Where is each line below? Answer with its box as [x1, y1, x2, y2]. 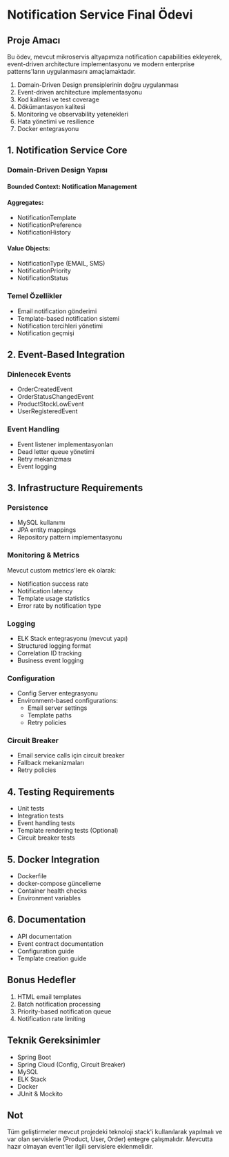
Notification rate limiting [17, 1014, 86, 1022]
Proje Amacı [7, 34, 61, 46]
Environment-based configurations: [17, 697, 119, 705]
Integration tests [17, 811, 64, 820]
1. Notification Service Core [7, 145, 128, 157]
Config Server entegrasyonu [17, 689, 99, 698]
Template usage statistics [17, 594, 90, 602]
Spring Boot [17, 1053, 52, 1061]
